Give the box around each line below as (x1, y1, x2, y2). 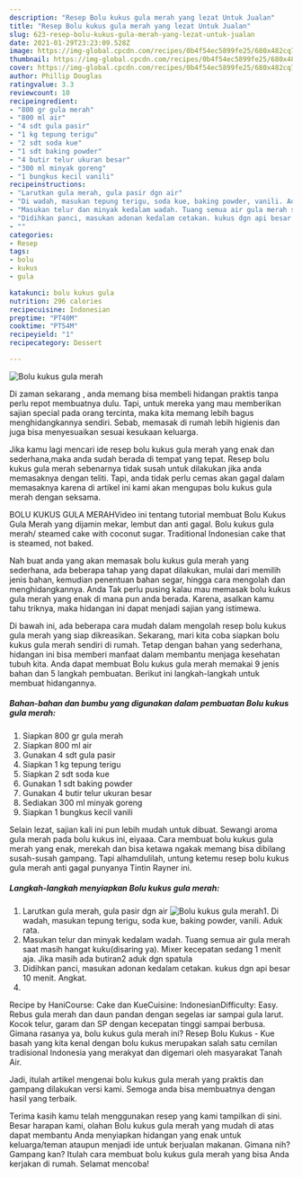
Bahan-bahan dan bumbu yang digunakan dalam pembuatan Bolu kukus (9, 698, 289, 709)
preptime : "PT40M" (9, 314, 78, 323)
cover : (9, 64, 34, 73)
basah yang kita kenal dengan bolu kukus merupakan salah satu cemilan (9, 1037, 278, 1048)
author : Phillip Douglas (9, 72, 102, 81)
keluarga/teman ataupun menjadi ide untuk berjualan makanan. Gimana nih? (9, 1138, 290, 1150)
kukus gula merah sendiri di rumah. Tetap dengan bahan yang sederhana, (9, 639, 283, 650)
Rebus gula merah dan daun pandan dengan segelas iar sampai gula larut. (9, 1008, 284, 1020)
